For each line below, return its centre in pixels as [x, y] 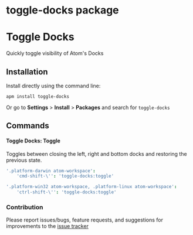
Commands [28, 126]
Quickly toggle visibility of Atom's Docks [55, 53]
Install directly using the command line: [53, 86]
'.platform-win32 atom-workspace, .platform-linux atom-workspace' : [92, 187]
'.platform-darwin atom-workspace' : [51, 171]
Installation [27, 72]
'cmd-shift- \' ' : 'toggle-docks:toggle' [65, 176]
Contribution [25, 207]
